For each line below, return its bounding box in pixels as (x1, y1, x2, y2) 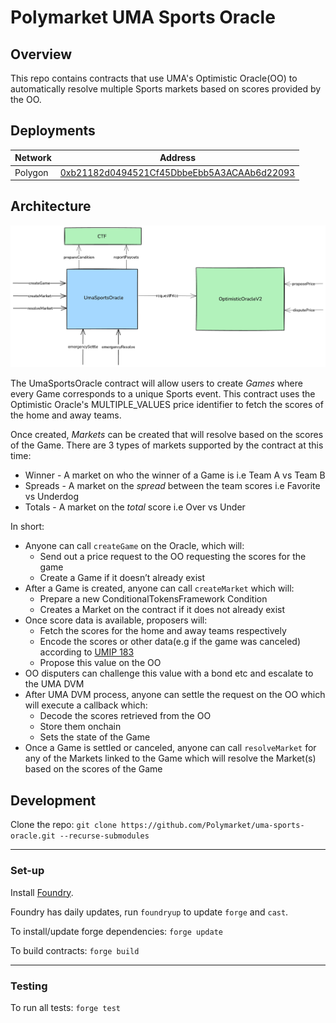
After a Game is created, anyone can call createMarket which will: (24, 582, 295, 595)
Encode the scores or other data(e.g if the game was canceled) (39, 636, 302, 648)
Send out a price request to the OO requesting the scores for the (39, 551, 307, 563)
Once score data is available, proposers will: (24, 614, 208, 626)
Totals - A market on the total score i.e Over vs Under (24, 501, 246, 513)
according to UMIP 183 (39, 646, 135, 658)
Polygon (14, 166, 49, 178)
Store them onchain (39, 721, 122, 733)
